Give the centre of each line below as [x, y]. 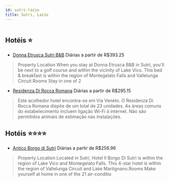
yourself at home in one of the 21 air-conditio [65, 174]
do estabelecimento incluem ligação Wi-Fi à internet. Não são [82, 112]
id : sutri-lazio [22, 10]
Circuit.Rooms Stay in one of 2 [49, 81]
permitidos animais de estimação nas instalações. [70, 117]
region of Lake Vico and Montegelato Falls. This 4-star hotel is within [89, 163]
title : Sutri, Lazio [27, 15]
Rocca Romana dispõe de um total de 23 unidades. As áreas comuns [89, 106]
